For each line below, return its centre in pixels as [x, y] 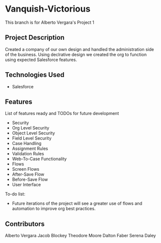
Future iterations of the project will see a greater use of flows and [77, 203]
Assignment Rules [30, 148]
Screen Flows [26, 169]
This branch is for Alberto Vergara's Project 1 [50, 22]
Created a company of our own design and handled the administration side [80, 49]
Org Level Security [30, 128]
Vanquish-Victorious [48, 9]
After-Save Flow [28, 174]
